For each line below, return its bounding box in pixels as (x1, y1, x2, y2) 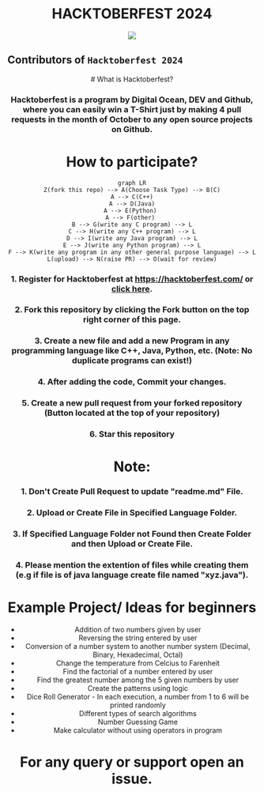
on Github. (111, 123, 153, 134)
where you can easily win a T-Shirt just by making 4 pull (22, 104, 242, 115)
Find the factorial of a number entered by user (62, 666, 213, 676)
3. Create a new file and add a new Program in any (34, 335, 230, 346)
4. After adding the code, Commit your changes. (37, 376, 227, 387)
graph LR (117, 179, 147, 187)
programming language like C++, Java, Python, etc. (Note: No (11, 345, 253, 356)
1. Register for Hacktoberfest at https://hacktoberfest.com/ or (10, 273, 254, 285)
